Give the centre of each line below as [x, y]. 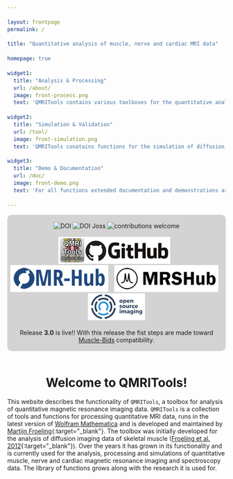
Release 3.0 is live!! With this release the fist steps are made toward [116, 333]
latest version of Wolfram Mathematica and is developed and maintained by [115, 424]
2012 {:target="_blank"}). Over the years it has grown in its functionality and [115, 446]
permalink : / [26, 29]
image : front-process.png [51, 95]
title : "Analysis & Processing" [60, 81]
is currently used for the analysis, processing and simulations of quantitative [116, 453]
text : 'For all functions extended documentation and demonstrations [116, 190]
